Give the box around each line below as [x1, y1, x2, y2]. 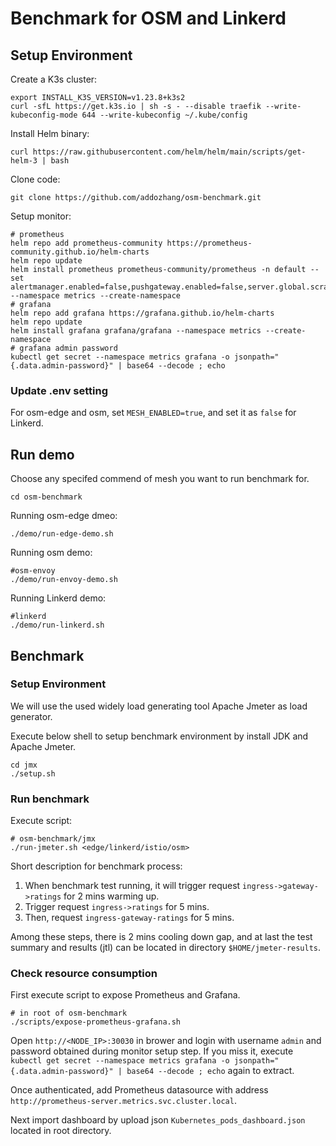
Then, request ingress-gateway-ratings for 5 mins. [24, 912, 235, 924]
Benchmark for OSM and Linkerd [10, 7, 287, 30]
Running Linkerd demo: [10, 592, 107, 604]
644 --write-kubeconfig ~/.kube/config [81, 110, 248, 120]
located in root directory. [10, 1125, 112, 1137]
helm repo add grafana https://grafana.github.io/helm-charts [10, 308, 275, 318]
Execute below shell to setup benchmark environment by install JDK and [10, 730, 309, 742]
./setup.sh [10, 768, 56, 779]
